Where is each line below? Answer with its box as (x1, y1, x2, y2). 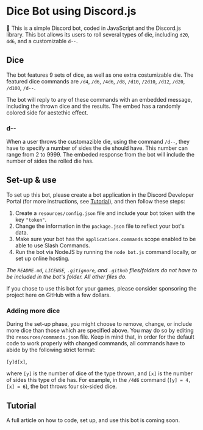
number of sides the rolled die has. (6, 157, 94, 165)
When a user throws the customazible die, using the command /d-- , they (6, 138, 190, 146)
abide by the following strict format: (6, 346, 96, 354)
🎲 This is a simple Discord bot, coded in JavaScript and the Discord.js (6, 24, 181, 32)
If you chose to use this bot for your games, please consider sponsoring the (6, 284, 197, 292)
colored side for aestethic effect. (6, 108, 88, 116)
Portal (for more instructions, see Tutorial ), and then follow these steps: (6, 197, 185, 205)
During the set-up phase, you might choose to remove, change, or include (6, 320, 192, 328)
